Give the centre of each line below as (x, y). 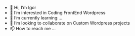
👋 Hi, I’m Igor (23, 8)
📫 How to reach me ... (33, 28)
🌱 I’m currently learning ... (36, 18)
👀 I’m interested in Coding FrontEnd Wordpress (58, 13)
